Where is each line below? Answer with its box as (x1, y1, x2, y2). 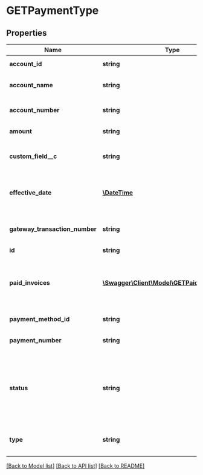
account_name (9, 81, 53, 89)
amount (9, 127, 32, 135)
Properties (6, 28, 47, 38)
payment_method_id (9, 315, 70, 323)
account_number (9, 106, 60, 114)
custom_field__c (9, 152, 57, 161)
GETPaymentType (6, 4, 99, 18)
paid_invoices (9, 279, 50, 287)
